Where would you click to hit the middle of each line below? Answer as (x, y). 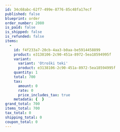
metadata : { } (29, 100)
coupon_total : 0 (21, 122)
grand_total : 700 (22, 104)
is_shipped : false (23, 32)
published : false (22, 14)
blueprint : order (22, 18)
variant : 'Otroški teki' (43, 63)
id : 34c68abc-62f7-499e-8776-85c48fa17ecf (48, 9)
